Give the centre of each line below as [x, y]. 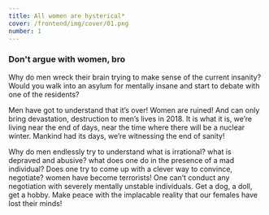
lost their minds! [35, 203]
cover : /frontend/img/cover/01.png [69, 24]
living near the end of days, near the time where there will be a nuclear [127, 127]
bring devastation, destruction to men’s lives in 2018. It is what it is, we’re [130, 118]
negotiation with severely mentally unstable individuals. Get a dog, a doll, [130, 186]
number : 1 [25, 31]
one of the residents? [44, 94]
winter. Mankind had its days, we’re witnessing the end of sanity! [117, 135]
